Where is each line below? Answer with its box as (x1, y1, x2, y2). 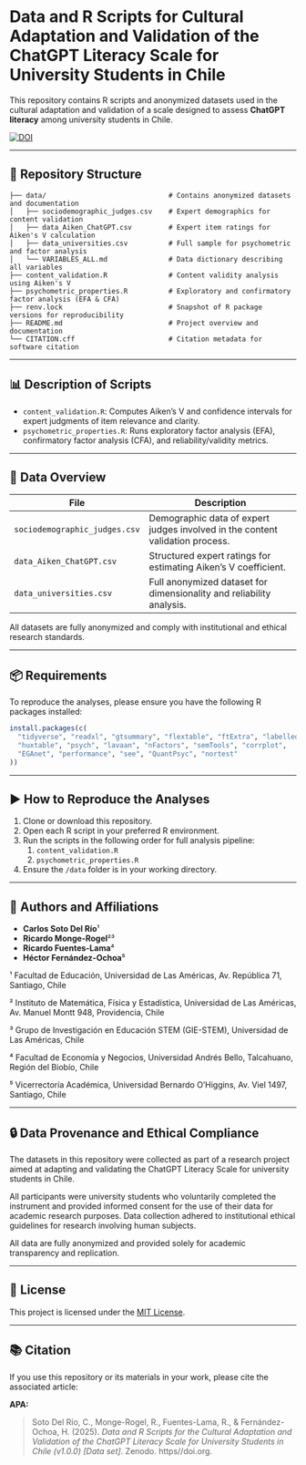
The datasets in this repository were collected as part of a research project (9, 1154, 291, 1164)
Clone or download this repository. (22, 816, 153, 827)
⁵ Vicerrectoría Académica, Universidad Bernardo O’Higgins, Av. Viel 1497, (9, 1079, 288, 1090)
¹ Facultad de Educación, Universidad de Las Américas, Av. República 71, (9, 970, 282, 981)
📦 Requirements (9, 667, 107, 683)
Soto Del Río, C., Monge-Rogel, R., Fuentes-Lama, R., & (31, 1416, 240, 1428)
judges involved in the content (148, 523, 278, 536)
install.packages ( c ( (9, 724, 88, 733)
